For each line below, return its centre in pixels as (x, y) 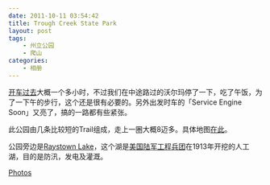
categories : (28, 61)
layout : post (30, 31)
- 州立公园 (39, 46)
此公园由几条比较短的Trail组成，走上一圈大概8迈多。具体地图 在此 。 (120, 129)
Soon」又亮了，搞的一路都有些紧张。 (70, 112)
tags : (17, 38)
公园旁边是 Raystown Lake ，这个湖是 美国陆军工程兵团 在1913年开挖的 (122, 146)
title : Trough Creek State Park (62, 23)
